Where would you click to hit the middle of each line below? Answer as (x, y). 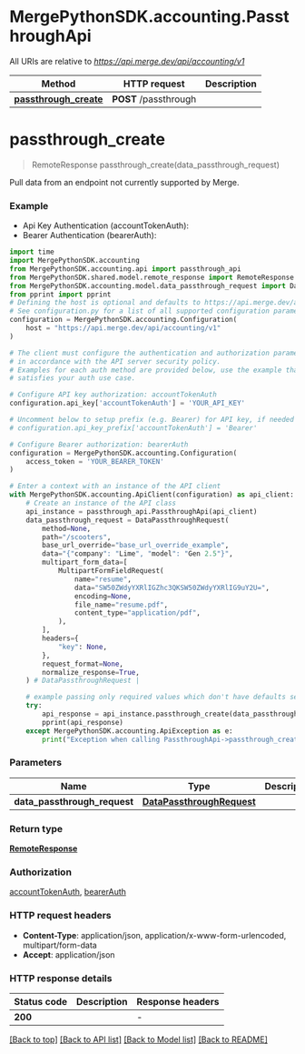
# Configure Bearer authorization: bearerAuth (99, 444)
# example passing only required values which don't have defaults (156, 698)
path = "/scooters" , (77, 537)
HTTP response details (61, 978)
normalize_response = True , (91, 672)
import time (32, 252)
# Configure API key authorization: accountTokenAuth (113, 395)
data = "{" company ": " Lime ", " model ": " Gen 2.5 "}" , (138, 554)
